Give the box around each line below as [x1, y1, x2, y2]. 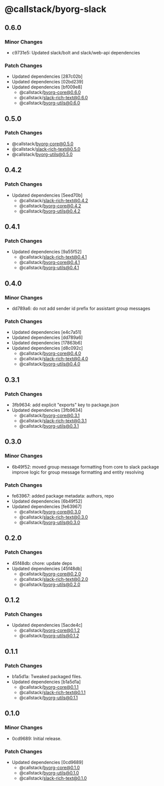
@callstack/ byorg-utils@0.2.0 [19, 581, 81, 587]
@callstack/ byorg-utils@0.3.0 [19, 519, 81, 525]
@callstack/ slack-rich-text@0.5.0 [11, 146, 81, 152]
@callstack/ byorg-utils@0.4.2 [19, 208, 81, 214]
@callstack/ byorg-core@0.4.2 [19, 203, 82, 209]
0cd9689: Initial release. [11, 735, 62, 742]
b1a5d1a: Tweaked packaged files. [11, 673, 82, 679]
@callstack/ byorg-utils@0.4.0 [19, 361, 81, 367]
